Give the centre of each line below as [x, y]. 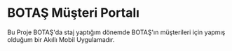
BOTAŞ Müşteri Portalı [74, 13]
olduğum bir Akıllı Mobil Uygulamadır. [61, 39]
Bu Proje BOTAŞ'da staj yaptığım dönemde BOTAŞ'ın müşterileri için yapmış [116, 32]
